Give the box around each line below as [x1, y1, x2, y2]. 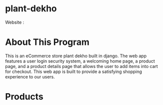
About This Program [5, 36, 90, 48]
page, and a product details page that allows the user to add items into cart [5, 63, 158, 69]
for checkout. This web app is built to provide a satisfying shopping [5, 69, 142, 74]
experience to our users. [5, 73, 55, 79]
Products [5, 91, 43, 103]
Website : [5, 19, 25, 25]
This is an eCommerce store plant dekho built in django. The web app [5, 53, 147, 59]
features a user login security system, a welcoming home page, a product [5, 58, 155, 64]
